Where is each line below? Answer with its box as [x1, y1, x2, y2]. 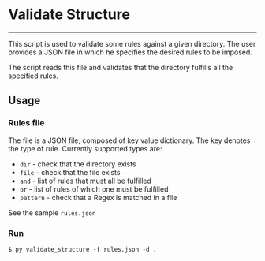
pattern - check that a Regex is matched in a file [19, 192, 177, 202]
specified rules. [8, 71, 59, 80]
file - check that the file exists [19, 167, 121, 177]
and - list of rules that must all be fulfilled [19, 176, 152, 185]
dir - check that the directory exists [19, 159, 136, 169]
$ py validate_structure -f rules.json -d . [8, 245, 157, 253]
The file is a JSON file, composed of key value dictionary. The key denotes [8, 136, 251, 145]
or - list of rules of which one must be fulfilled [19, 184, 169, 194]
